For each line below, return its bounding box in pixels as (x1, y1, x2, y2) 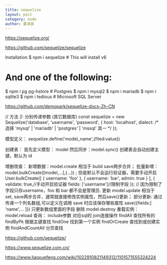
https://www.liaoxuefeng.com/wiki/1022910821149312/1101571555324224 (5, 254, 156, 260)
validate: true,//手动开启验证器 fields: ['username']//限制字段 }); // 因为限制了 (5, 181, 163, 187)
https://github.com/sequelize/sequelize (5, 44, 86, 50)
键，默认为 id (5, 153, 32, 159)
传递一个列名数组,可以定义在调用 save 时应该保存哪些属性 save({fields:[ (5, 200, 152, 206)
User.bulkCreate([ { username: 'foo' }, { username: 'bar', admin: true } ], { (5, 175, 156, 181)
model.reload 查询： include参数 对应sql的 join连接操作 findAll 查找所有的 (5, 212, 156, 218)
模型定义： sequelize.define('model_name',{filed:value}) (5, 136, 121, 142)
